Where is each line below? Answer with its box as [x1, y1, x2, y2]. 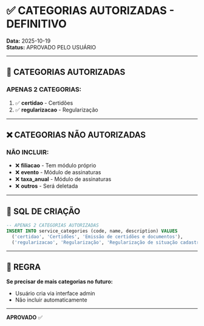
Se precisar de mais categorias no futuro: [6, 278, 114, 285]
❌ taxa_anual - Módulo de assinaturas [15, 175, 112, 183]
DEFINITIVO [6, 17, 67, 31]
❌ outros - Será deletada [15, 182, 78, 190]
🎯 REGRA [6, 262, 41, 272]
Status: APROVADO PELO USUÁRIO [6, 43, 96, 51]
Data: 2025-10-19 [6, 37, 51, 44]
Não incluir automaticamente [15, 296, 87, 303]
